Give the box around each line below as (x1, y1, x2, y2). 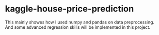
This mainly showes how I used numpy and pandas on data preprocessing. (5, 19, 155, 25)
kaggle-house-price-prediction (5, 3, 134, 14)
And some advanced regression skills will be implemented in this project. (5, 24, 151, 30)
